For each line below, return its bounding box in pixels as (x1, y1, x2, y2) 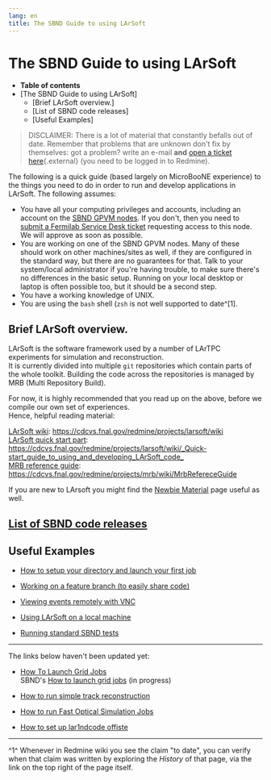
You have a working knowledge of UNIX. (19, 290, 155, 300)
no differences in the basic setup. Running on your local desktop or (19, 273, 244, 283)
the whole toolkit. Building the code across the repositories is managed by (8, 369, 255, 379)
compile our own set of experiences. (8, 403, 131, 412)
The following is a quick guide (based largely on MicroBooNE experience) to (8, 172, 261, 181)
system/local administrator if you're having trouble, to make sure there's (19, 265, 260, 274)
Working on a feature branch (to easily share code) (19, 582, 190, 591)
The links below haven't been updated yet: (8, 651, 150, 661)
